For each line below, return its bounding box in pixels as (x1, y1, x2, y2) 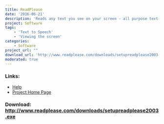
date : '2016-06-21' (5, 12, 45, 17)
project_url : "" (5, 48, 38, 53)
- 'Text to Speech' (14, 30, 54, 35)
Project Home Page (12, 89, 51, 95)
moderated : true (5, 57, 38, 62)
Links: (5, 73, 20, 80)
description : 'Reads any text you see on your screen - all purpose (5, 16, 147, 21)
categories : (5, 39, 29, 44)
